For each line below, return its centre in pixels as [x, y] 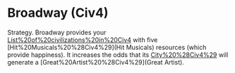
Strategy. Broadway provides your [57, 32]
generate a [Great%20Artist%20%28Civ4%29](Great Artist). [96, 62]
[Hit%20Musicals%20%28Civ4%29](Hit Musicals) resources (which [107, 47]
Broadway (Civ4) [58, 13]
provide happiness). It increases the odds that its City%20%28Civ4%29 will [118, 55]
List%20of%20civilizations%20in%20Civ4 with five [83, 39]
